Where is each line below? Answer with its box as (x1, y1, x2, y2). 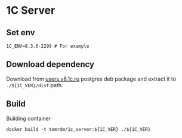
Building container (6, 115, 51, 122)
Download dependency (6, 59, 94, 69)
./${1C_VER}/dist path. (6, 81, 63, 88)
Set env (6, 27, 35, 38)
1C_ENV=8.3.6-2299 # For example (6, 43, 90, 49)
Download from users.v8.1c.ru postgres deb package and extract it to (6, 75, 177, 82)
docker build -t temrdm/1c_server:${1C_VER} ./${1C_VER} (6, 126, 151, 132)
